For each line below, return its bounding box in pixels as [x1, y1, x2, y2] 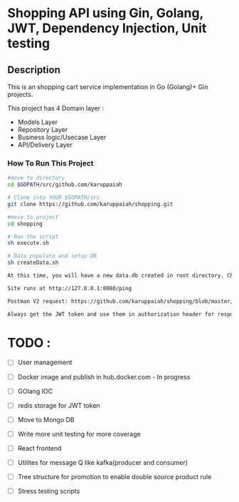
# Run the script [7, 233, 59, 240]
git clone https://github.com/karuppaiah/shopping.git [7, 200, 174, 208]
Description [7, 63, 60, 76]
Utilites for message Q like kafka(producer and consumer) [17, 458, 188, 466]
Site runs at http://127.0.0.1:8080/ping [7, 285, 132, 292]
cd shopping [7, 220, 43, 227]
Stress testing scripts [17, 487, 80, 496]
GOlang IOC [17, 386, 53, 395]
